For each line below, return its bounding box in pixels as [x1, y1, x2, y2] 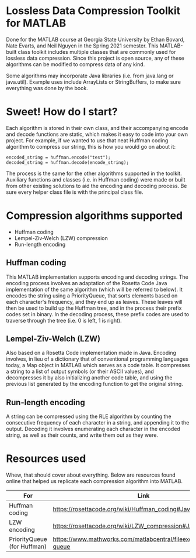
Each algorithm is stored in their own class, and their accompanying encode [6, 124, 188, 131]
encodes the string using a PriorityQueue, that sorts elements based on [6, 292, 178, 299]
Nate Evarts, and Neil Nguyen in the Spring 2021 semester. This [6, 42, 159, 49]
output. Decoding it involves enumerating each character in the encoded [6, 426, 181, 433]
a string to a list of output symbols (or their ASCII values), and [6, 368, 155, 375]
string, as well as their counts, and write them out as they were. [6, 432, 159, 439]
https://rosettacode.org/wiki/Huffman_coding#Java [52, 505, 194, 514]
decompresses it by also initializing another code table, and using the [6, 374, 173, 381]
